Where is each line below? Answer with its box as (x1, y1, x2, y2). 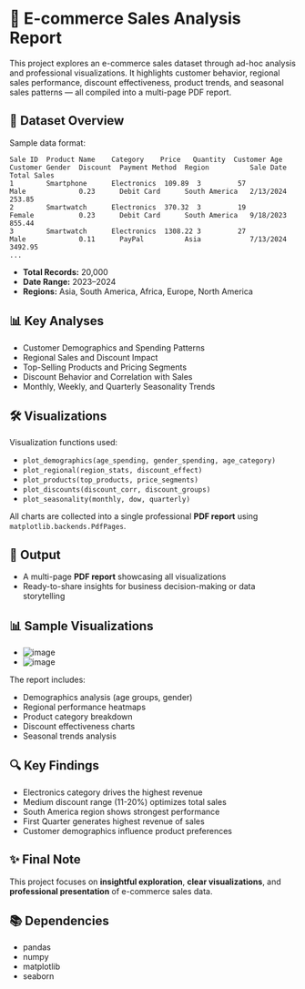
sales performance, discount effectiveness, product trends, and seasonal (9, 76, 284, 87)
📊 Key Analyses (9, 313, 105, 329)
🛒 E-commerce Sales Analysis (9, 8, 241, 29)
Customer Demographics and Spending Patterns (22, 342, 205, 353)
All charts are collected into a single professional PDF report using (9, 511, 259, 522)
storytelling (22, 591, 66, 602)
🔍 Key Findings (9, 758, 100, 773)
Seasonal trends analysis (22, 730, 117, 741)
